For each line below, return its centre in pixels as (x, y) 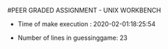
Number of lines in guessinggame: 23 (72, 38)
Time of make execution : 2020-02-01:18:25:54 (86, 24)
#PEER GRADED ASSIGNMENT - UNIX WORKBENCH (84, 10)
